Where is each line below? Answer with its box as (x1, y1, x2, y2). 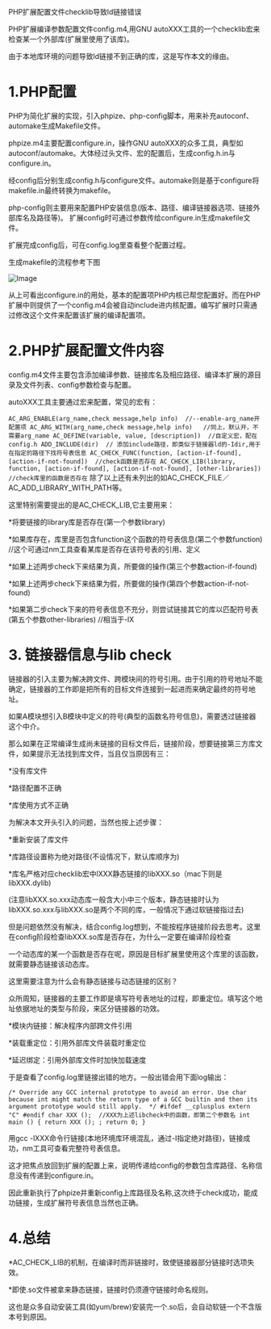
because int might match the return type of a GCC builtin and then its (8, 1095, 258, 1104)
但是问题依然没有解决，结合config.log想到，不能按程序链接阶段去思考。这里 (8, 921, 261, 931)
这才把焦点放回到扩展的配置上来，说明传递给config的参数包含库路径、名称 (8, 1160, 256, 1170)
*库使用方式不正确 (8, 800, 69, 810)
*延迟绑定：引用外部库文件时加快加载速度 (8, 1054, 147, 1064)
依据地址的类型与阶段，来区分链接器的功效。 (15, 1004, 164, 1013)
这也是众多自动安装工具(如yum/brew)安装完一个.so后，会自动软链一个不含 (8, 1302, 256, 1311)
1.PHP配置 (8, 83, 77, 101)
